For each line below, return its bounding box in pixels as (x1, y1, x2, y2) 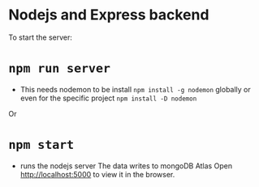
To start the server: (8, 32, 73, 42)
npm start (8, 138, 75, 153)
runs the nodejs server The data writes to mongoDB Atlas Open (19, 160, 233, 171)
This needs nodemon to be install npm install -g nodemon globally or (19, 84, 252, 94)
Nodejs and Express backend (8, 6, 209, 24)
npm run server (8, 61, 111, 76)
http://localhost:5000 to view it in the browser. (19, 169, 175, 179)
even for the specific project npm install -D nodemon (19, 93, 197, 103)
